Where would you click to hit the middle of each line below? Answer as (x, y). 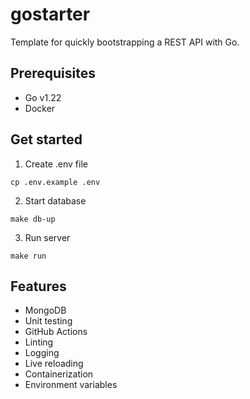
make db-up (33, 219)
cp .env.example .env (55, 182)
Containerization (59, 374)
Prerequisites (53, 73)
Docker (40, 108)
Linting (39, 342)
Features (38, 286)
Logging (42, 353)
